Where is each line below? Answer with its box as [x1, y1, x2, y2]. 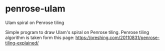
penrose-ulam [5, 3, 65, 14]
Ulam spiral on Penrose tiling [5, 19, 64, 25]
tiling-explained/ [5, 39, 39, 45]
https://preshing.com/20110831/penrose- [75, 34, 160, 40]
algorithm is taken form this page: [5, 34, 74, 40]
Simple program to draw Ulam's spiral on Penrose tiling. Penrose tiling [5, 29, 149, 35]
